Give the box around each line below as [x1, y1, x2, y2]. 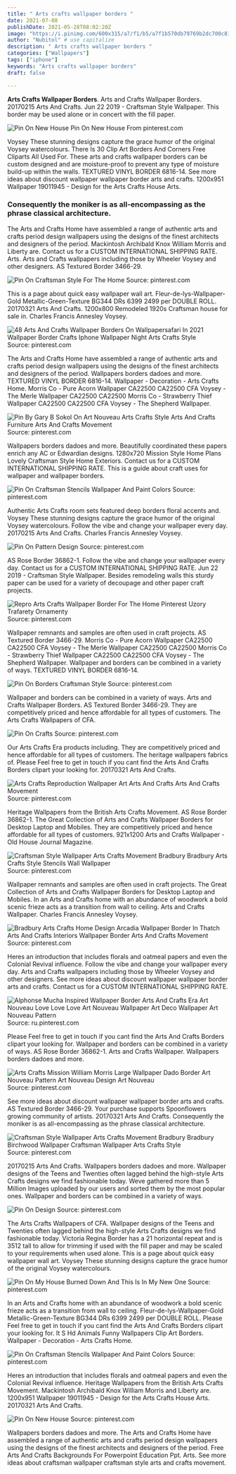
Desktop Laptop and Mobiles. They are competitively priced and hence [7, 822, 213, 831]
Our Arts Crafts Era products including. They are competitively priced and [7, 743, 221, 751]
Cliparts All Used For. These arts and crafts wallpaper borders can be [7, 152, 208, 161]
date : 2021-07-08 [7, 17, 58, 24]
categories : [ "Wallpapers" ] [7, 50, 90, 57]
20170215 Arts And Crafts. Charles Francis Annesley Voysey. [7, 528, 183, 537]
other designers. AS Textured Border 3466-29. [7, 262, 143, 270]
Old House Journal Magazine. [7, 837, 93, 846]
